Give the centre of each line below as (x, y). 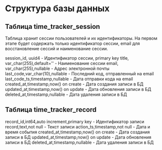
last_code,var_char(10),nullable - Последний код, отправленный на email (80, 74)
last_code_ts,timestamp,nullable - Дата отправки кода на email (69, 79)
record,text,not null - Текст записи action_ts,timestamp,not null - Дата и (78, 127)
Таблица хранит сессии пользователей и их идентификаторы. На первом (81, 38)
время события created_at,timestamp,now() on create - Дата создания (77, 132)
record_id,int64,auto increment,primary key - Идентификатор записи (75, 121)
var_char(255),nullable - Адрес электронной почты (57, 68)
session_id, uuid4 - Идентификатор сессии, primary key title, (67, 58)
